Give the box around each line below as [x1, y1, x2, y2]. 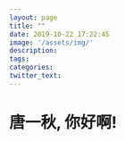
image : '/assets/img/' [9, 37, 94, 47]
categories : [9, 63, 54, 72]
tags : [9, 54, 29, 63]
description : [9, 46, 58, 55]
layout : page [9, 12, 58, 22]
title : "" [9, 21, 46, 30]
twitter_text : [9, 71, 62, 80]
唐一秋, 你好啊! [9, 112, 118, 132]
